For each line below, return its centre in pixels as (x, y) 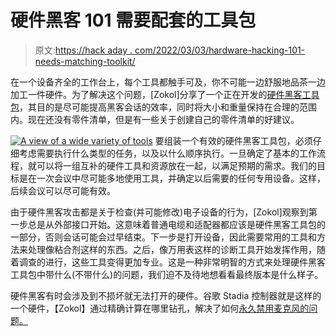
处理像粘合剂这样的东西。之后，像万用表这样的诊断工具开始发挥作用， (172, 249)
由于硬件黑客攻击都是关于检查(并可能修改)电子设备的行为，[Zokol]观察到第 (164, 212)
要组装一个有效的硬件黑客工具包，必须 (233, 140)
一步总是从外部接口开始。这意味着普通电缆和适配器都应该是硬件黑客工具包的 (168, 224)
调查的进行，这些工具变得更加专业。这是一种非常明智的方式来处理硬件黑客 (172, 262)
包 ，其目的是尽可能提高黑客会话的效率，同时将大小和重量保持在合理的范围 (163, 107)
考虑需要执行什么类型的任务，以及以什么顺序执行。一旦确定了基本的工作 (167, 153)
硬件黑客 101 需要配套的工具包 (133, 20)
